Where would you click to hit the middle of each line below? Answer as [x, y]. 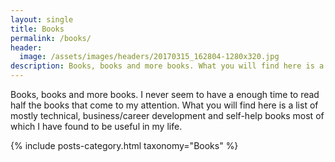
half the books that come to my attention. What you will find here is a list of [164, 105]
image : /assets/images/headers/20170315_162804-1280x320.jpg [149, 57]
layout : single [42, 19]
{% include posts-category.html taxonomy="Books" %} [124, 145]
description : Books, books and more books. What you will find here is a [167, 66]
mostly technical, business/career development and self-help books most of [167, 115]
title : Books [37, 29]
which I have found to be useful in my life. [96, 126]
